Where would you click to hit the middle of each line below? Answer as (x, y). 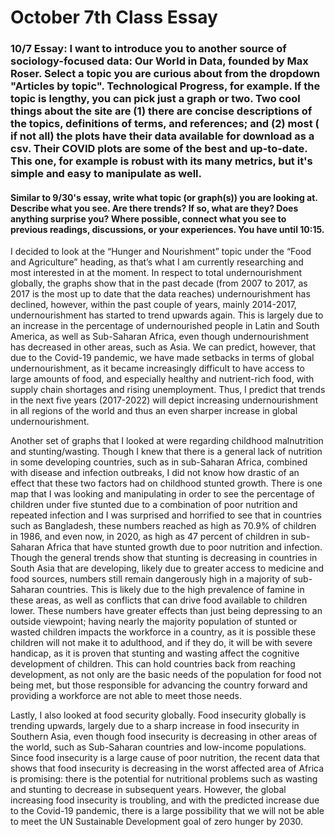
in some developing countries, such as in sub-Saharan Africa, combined (159, 462)
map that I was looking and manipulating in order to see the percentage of (162, 494)
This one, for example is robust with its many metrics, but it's (161, 161)
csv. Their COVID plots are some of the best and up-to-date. (159, 149)
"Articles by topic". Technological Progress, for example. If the (165, 86)
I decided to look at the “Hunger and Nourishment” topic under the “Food (161, 252)
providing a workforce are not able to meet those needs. (126, 696)
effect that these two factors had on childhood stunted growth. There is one (166, 483)
